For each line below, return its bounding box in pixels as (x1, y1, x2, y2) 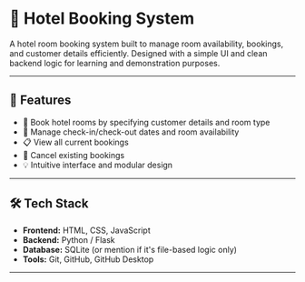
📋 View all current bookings (22, 136, 129, 147)
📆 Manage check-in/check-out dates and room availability (22, 126, 240, 137)
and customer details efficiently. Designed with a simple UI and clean (9, 47, 268, 58)
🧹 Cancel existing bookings (22, 149, 125, 160)
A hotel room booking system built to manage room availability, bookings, (9, 38, 284, 49)
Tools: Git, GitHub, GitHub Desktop (22, 254, 154, 265)
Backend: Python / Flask (22, 234, 115, 245)
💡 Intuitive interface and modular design (22, 159, 173, 170)
